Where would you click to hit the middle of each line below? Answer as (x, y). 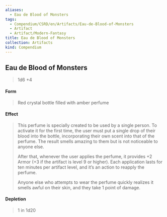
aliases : (14, 10)
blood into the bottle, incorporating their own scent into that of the (86, 136)
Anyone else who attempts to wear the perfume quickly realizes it (86, 182)
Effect (12, 114)
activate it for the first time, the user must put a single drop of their (87, 130)
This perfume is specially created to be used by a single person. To (87, 125)
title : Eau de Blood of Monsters (40, 38)
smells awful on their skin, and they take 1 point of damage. (79, 187)
